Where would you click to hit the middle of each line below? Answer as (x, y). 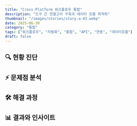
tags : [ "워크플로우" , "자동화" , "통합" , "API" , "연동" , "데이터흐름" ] (69, 32)
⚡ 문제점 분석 (23, 77)
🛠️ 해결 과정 (21, 98)
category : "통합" (21, 28)
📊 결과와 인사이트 (30, 118)
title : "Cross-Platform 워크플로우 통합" (44, 9)
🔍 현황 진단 (21, 57)
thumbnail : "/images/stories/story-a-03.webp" (53, 18)
